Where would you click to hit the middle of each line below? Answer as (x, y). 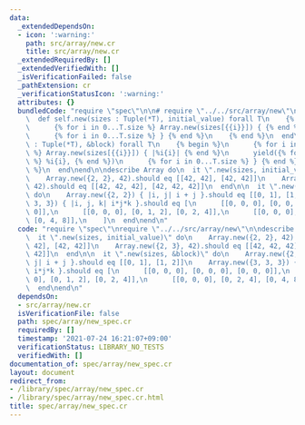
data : (20, 18)
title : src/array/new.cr (73, 52)
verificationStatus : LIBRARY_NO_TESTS (91, 347)
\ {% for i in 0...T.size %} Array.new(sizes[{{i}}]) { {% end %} (164, 128)
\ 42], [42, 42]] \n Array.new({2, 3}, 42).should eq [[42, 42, (154, 246)
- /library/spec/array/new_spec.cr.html (87, 398)
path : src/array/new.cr (71, 43)
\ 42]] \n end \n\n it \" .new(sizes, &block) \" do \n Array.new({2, (162, 254)
